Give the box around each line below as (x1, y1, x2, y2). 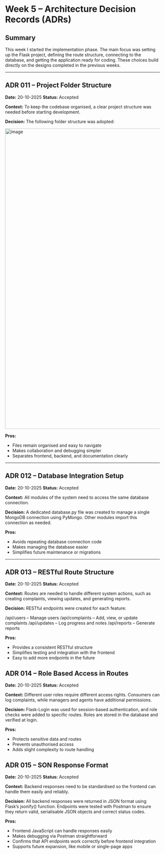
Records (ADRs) (5, 14, 72, 25)
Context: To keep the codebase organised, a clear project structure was (5, 103, 151, 109)
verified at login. (5, 717, 38, 723)
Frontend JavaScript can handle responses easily (12, 828, 112, 834)
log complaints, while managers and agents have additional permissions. (5, 697, 152, 703)
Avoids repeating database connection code (12, 538, 102, 545)
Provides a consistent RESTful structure (12, 644, 93, 651)
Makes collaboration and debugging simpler (12, 447, 102, 454)
